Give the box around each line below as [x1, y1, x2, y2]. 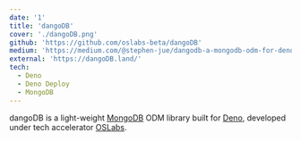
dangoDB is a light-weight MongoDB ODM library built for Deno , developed [9, 112, 287, 123]
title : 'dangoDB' [9, 21, 74, 30]
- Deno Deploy [17, 79, 70, 88]
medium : [9, 46, 39, 55]
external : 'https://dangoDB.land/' [9, 54, 142, 63]
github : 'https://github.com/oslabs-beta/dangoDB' [9, 37, 202, 47]
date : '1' [9, 12, 47, 22]
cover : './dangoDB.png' [9, 29, 99, 38]
